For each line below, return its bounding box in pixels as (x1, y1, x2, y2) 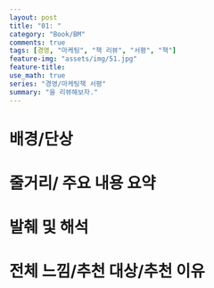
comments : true (9, 37, 66, 47)
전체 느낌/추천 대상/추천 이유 (9, 261, 205, 282)
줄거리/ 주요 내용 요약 (9, 173, 156, 193)
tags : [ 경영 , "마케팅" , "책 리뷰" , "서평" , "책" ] (9, 46, 177, 55)
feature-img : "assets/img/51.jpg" (9, 54, 138, 63)
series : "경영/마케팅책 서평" (9, 79, 107, 88)
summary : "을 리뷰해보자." (9, 87, 98, 96)
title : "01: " (9, 21, 62, 30)
